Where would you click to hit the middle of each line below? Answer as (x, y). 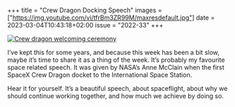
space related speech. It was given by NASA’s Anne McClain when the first (116, 67)
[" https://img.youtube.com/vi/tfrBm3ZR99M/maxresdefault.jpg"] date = (111, 18)
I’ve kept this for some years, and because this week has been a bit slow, (114, 52)
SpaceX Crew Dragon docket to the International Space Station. (100, 75)
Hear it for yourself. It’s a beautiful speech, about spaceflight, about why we (117, 88)
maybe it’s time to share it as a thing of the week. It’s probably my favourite (116, 60)
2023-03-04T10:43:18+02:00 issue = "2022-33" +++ (85, 25)
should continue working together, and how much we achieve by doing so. (116, 96)
